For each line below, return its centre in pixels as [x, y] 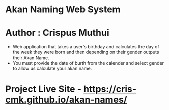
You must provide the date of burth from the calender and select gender [88, 63]
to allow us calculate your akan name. [52, 68]
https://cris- [110, 89]
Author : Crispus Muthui [57, 33]
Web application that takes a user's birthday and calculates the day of [86, 47]
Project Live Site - [43, 89]
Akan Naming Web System [63, 9]
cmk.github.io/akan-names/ [66, 100]
